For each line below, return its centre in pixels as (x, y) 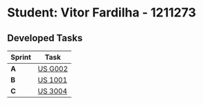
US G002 (53, 69)
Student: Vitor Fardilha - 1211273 (101, 13)
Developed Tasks (45, 38)
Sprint (21, 57)
